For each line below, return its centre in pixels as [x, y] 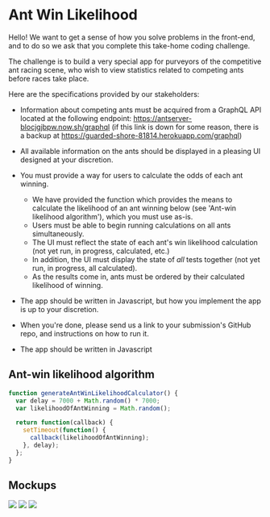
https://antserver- [162, 118]
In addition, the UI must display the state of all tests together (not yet [146, 259]
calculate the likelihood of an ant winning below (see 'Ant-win [134, 208]
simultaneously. [58, 233]
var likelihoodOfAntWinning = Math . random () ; [93, 408]
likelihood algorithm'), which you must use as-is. [112, 216]
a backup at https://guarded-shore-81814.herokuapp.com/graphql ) [131, 136]
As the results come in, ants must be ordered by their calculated [138, 277]
